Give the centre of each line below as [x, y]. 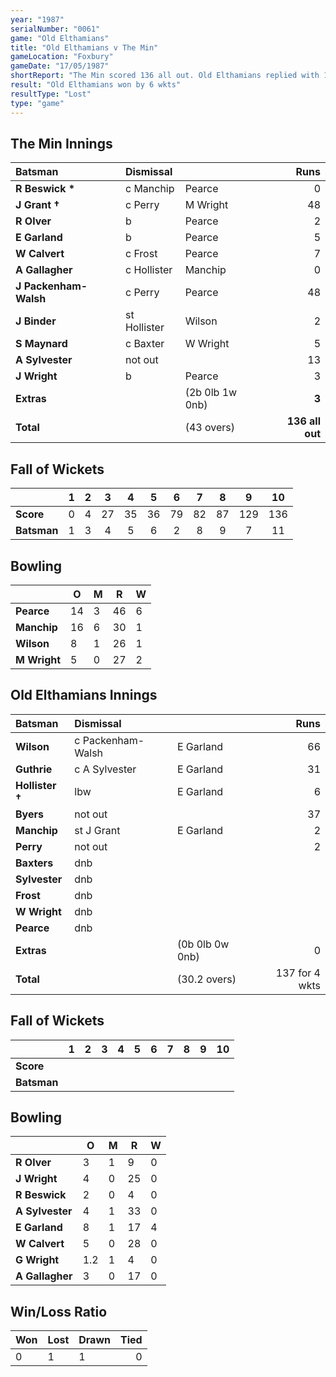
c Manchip [149, 189]
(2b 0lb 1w [211, 393]
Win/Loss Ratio [59, 1311]
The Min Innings [61, 143]
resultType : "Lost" [51, 94]
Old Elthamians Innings [84, 695]
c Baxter [144, 344]
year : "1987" [37, 19]
